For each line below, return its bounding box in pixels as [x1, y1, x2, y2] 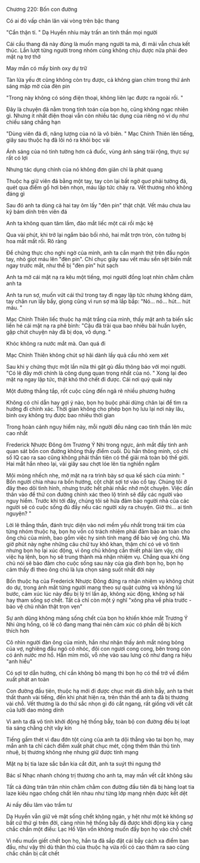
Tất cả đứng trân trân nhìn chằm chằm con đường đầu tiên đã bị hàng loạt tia [6, 784, 195, 790]
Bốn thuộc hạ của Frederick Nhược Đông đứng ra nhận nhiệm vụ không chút [6, 577, 194, 584]
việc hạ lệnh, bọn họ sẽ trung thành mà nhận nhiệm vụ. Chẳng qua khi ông [6, 553, 190, 560]
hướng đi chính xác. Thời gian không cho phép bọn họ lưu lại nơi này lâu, [6, 405, 185, 412]
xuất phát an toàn [6, 676, 50, 683]
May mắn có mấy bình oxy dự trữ [6, 65, 88, 72]
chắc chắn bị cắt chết [6, 850, 60, 857]
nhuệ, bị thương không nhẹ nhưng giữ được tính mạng [6, 749, 139, 755]
